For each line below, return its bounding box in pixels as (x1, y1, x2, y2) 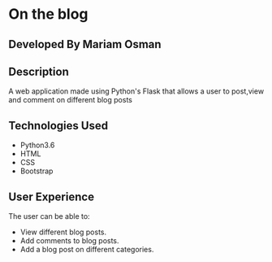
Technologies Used (8, 119, 108, 133)
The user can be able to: (8, 212, 91, 221)
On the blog (8, 5, 89, 24)
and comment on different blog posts (8, 95, 132, 105)
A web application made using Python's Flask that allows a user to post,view (8, 86, 265, 96)
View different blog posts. (19, 227, 107, 237)
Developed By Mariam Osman (8, 37, 162, 51)
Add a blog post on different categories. (19, 245, 154, 255)
